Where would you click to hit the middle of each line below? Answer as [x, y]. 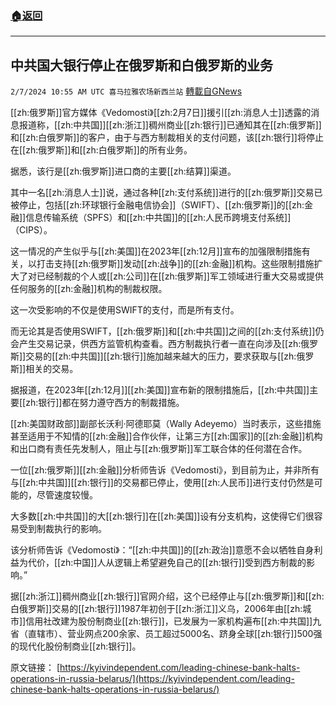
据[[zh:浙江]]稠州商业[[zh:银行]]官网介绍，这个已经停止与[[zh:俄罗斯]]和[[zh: [167, 596]
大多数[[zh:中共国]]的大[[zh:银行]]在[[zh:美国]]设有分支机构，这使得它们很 [162, 516]
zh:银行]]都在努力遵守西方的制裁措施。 [105, 403]
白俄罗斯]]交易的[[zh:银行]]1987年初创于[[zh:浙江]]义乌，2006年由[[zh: [156, 609]
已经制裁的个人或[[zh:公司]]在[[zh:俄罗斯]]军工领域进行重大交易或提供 [180, 276]
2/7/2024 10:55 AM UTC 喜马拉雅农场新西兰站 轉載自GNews [126, 91]
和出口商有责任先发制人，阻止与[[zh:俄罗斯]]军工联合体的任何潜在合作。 [159, 449]
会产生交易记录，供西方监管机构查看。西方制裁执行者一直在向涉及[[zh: [156, 344]
